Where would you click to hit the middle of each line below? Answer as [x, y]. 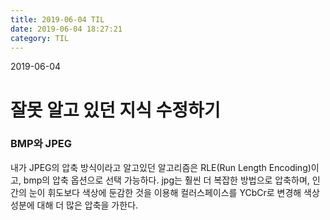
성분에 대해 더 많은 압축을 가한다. [74, 205]
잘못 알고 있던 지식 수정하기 [115, 110]
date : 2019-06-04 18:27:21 [66, 29]
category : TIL [40, 38]
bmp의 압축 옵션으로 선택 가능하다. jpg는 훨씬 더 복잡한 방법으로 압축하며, [166, 180]
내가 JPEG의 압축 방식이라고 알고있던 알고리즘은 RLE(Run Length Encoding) [161, 167]
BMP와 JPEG [41, 144]
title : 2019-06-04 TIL [57, 19]
